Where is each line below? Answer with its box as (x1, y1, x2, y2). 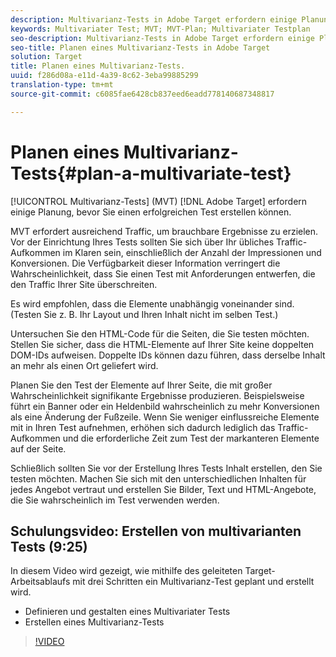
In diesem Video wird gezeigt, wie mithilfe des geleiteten (10, 565, 243, 577)
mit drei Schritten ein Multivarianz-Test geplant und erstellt (72, 576, 315, 588)
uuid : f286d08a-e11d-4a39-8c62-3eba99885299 (10, 71, 199, 81)
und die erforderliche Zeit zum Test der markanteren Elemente (62, 432, 320, 444)
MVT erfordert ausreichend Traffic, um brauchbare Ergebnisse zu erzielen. (10, 225, 319, 237)
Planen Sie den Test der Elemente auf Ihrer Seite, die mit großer (10, 379, 273, 391)
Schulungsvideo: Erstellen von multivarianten (10, 522, 302, 540)
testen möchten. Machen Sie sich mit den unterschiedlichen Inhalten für (10, 472, 307, 485)
